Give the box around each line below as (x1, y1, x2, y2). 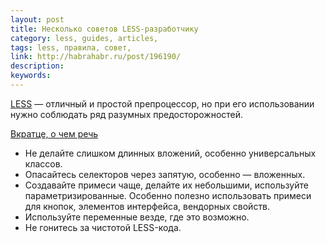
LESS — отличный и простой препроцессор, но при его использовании (10, 97, 315, 110)
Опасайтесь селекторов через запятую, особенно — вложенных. (24, 168, 306, 180)
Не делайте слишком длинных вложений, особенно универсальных (24, 147, 317, 159)
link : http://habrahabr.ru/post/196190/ (10, 52, 182, 62)
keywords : (10, 71, 52, 81)
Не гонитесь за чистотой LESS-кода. (24, 221, 182, 233)
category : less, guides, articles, (10, 33, 159, 43)
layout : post (10, 14, 65, 25)
